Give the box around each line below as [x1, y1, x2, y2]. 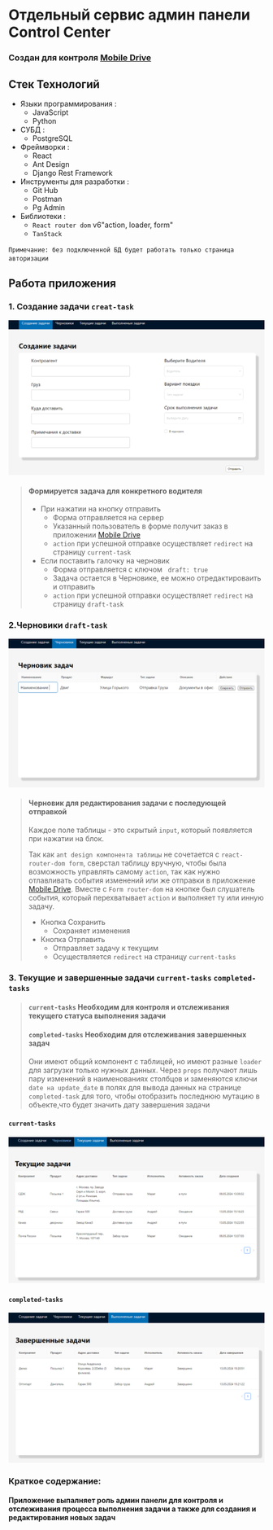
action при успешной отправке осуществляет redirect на [52, 539, 253, 549]
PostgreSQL [32, 133, 73, 143]
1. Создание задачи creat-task [8, 301, 134, 313]
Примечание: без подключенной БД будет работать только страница [8, 246, 234, 254]
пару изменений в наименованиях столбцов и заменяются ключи [28, 1073, 258, 1084]
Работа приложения [8, 277, 116, 291]
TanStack [32, 230, 63, 238]
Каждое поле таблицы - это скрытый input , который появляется [28, 825, 253, 835]
